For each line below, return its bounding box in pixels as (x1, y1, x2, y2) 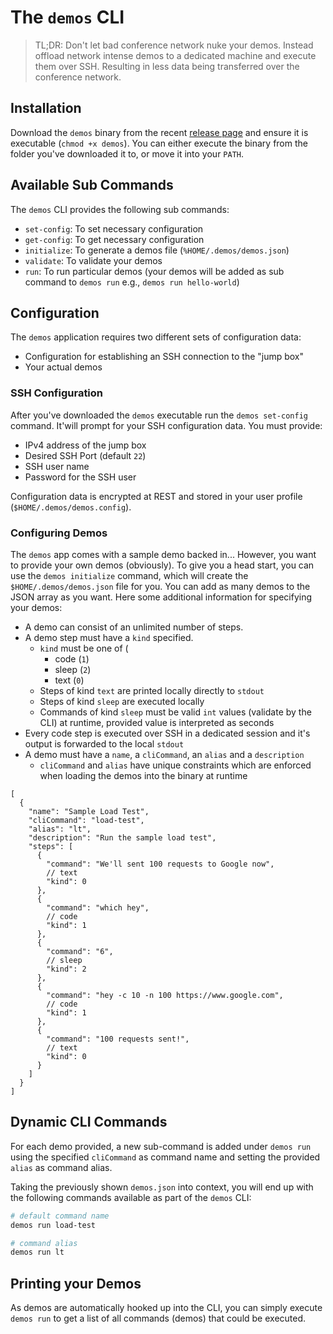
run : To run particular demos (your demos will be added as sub (24, 265, 285, 277)
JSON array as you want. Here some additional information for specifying (10, 591, 313, 603)
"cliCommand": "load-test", (28, 815, 145, 825)
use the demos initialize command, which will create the (10, 569, 249, 581)
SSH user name (24, 460, 90, 472)
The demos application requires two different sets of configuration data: (10, 331, 302, 343)
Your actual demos (24, 361, 103, 373)
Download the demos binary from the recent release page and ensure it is (10, 126, 309, 138)
